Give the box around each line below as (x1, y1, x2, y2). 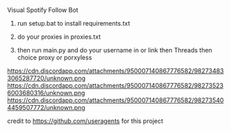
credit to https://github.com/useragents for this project (7, 117, 164, 125)
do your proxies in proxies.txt (17, 32, 101, 41)
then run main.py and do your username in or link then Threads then (17, 46, 213, 54)
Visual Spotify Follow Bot (7, 6, 78, 14)
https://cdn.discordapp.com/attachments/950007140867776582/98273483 (7, 67, 224, 75)
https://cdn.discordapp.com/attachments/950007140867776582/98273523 (7, 82, 224, 89)
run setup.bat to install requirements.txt (17, 19, 130, 27)
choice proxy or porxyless (17, 53, 92, 62)
